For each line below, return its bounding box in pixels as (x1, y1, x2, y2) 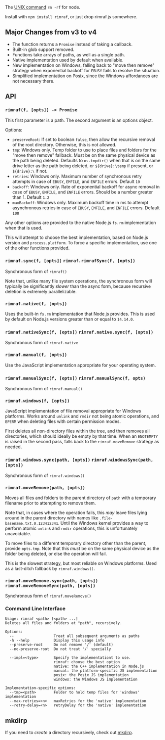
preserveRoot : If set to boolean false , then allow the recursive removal (12, 136, 155, 142)
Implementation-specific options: (5, 686, 76, 691)
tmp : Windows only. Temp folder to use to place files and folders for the (12, 147, 157, 153)
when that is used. (5, 225, 43, 231)
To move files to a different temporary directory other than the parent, (5, 540, 147, 546)
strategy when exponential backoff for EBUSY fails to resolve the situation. (12, 67, 161, 73)
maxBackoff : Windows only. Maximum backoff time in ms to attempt (12, 199, 149, 205)
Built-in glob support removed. (12, 46, 75, 52)
